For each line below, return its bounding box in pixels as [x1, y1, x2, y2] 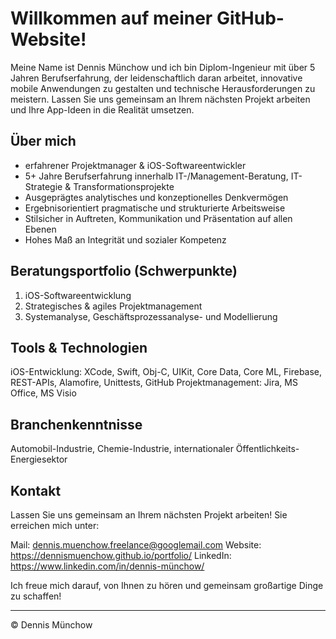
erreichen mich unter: [10, 520, 100, 531]
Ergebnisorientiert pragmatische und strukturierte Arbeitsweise [24, 202, 286, 214]
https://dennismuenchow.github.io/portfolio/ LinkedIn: [10, 550, 232, 561]
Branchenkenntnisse [10, 416, 143, 433]
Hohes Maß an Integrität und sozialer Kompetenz [24, 233, 227, 246]
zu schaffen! [10, 590, 62, 602]
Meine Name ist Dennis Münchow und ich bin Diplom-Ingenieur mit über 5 [10, 61, 316, 73]
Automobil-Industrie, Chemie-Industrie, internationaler [10, 443, 234, 455]
